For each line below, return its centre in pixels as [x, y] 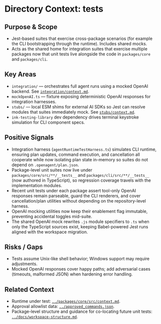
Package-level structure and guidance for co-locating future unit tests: [82, 311]
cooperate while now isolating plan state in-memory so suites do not [80, 159]
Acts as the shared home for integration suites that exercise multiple [80, 49]
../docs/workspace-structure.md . [45, 317]
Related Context [29, 289]
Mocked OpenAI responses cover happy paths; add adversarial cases [81, 269]
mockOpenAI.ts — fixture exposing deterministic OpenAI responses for [81, 96]
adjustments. [24, 264]
